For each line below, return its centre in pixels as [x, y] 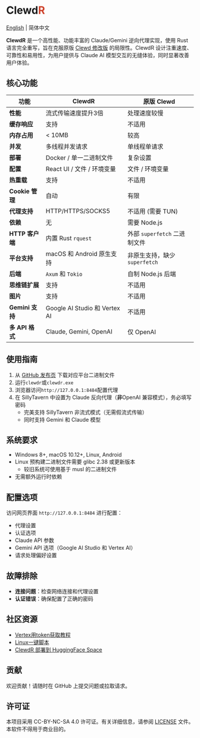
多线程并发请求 [67, 147]
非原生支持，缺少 [151, 255]
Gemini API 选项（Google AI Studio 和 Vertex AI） [75, 548]
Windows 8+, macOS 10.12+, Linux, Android [68, 455]
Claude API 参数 [35, 540]
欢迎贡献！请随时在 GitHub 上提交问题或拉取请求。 [68, 686]
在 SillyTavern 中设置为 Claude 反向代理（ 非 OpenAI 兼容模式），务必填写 [103, 397]
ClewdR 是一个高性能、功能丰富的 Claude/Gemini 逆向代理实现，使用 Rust [97, 40]
